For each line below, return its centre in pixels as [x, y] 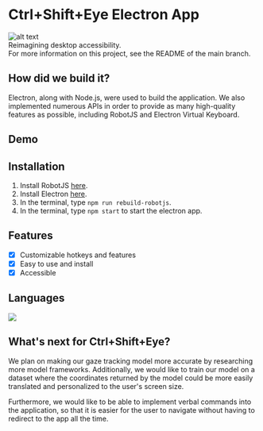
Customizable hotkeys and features [78, 255]
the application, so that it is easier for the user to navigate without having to [132, 410]
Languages [37, 298]
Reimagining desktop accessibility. [65, 44]
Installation [37, 166]
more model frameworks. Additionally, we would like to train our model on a [132, 369]
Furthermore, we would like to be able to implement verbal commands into [130, 402]
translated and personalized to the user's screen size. [96, 386]
